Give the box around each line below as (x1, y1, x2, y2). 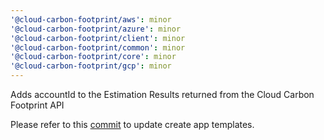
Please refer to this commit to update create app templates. (10, 119, 255, 130)
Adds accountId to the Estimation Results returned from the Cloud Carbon (10, 89, 315, 100)
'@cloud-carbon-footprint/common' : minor (10, 42, 186, 53)
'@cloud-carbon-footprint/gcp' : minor (10, 61, 172, 71)
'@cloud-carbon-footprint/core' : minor (10, 52, 177, 62)
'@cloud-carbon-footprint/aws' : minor (10, 14, 172, 25)
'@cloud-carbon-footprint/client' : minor (10, 33, 186, 43)
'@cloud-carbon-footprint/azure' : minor (10, 24, 182, 34)
